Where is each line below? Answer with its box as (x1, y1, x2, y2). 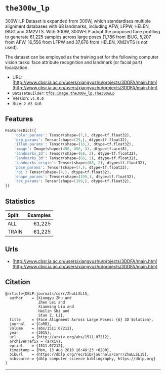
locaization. (5, 64, 29, 70)
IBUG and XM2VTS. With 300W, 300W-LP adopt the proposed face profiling (5, 28, 161, 34)
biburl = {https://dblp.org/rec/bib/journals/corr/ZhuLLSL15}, (9, 352, 149, 357)
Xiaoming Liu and (38, 304, 74, 309)
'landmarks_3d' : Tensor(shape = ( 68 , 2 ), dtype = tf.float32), (14, 156, 138, 161)
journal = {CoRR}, (9, 321, 52, 326)
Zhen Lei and (38, 300, 65, 305)
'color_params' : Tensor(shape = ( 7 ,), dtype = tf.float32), (14, 132, 132, 137)
